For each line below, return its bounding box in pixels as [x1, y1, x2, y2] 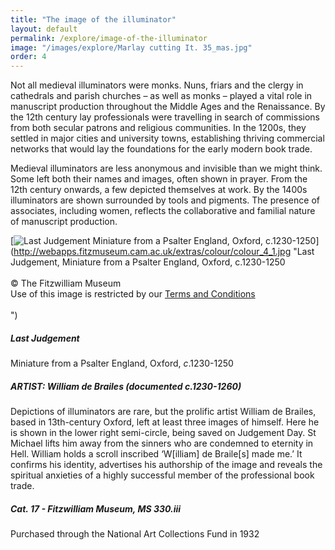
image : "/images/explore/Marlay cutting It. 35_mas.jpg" [10, 42, 253, 53]
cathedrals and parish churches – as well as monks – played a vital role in [10, 90, 313, 102]
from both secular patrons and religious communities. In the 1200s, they [10, 122, 307, 134]
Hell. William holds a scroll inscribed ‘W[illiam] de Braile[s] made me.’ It [10, 448, 303, 460]
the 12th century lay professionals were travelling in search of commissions [10, 111, 320, 123]
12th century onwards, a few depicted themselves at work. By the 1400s [10, 184, 308, 196]
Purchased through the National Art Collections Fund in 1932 [10, 528, 260, 540]
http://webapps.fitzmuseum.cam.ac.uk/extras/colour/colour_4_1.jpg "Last [13, 246, 315, 258]
